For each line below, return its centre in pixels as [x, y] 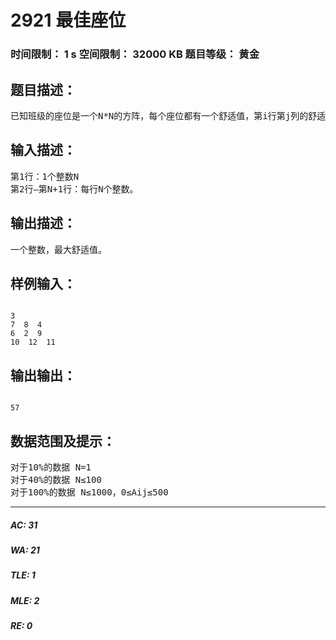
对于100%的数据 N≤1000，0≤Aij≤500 [89, 492]
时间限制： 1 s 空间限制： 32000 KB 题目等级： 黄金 [135, 54]
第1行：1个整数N [45, 176]
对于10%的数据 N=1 [51, 467]
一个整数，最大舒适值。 [58, 249]
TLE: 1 [23, 575]
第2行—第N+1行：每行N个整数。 [74, 189]
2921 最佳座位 [68, 20]
